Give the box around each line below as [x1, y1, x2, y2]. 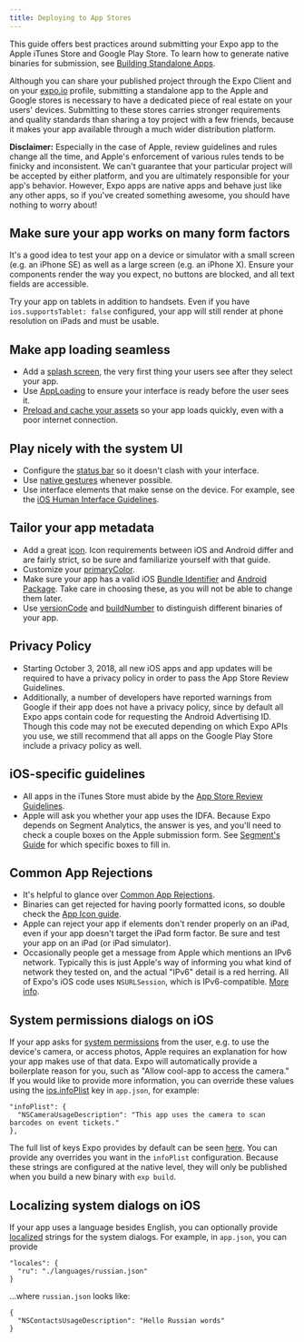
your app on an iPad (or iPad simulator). [22, 938, 172, 949]
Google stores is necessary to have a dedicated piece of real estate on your [9, 95, 293, 106]
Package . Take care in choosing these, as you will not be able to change [22, 583, 293, 594]
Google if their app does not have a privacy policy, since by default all [22, 701, 284, 712]
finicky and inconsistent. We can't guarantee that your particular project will [9, 160, 293, 171]
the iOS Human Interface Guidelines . [22, 494, 160, 505]
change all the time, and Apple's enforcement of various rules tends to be [9, 151, 285, 162]
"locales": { [9, 1258, 59, 1267]
